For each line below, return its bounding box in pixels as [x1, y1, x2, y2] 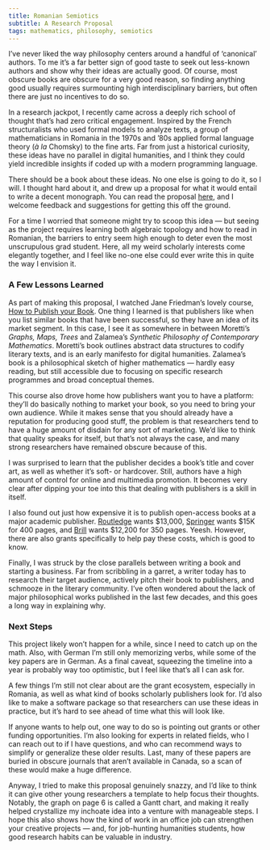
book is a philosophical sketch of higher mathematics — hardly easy [8, 357, 235, 368]
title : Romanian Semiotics [8, 11, 99, 20]
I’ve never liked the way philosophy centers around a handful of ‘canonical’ [8, 49, 257, 59]
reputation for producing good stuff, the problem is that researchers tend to [8, 416, 259, 426]
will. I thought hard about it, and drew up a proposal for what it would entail [8, 183, 258, 193]
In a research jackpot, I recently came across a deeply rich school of [8, 107, 236, 117]
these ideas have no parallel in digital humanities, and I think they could [8, 150, 246, 160]
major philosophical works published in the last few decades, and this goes [8, 591, 258, 602]
